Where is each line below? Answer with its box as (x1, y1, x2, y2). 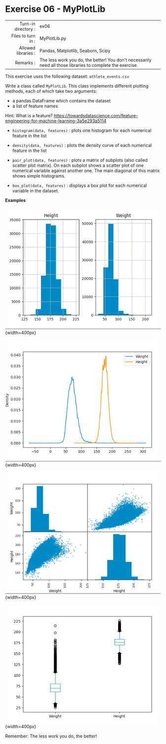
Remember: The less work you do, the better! (5, 733, 97, 739)
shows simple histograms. (12, 173, 66, 179)
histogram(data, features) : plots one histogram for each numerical (12, 127, 152, 133)
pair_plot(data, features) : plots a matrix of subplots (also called (12, 157, 148, 163)
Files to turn (11, 33, 36, 39)
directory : (14, 26, 36, 32)
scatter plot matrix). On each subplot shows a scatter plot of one (12, 162, 144, 168)
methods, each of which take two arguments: (5, 88, 97, 94)
